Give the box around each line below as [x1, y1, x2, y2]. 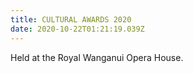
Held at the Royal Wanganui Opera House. [10, 51, 184, 63]
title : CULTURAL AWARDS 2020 [10, 14, 132, 25]
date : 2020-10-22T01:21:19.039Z [10, 24, 145, 34]
